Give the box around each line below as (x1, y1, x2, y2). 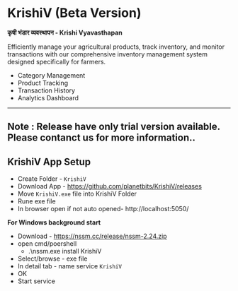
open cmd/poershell (17, 239, 77, 248)
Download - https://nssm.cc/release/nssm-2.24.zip (17, 232, 168, 241)
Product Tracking (17, 78, 69, 87)
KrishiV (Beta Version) (7, 5, 142, 21)
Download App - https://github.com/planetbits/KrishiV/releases (17, 182, 202, 191)
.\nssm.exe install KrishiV (28, 247, 102, 256)
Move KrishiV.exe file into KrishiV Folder (17, 189, 137, 198)
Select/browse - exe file (17, 254, 88, 263)
